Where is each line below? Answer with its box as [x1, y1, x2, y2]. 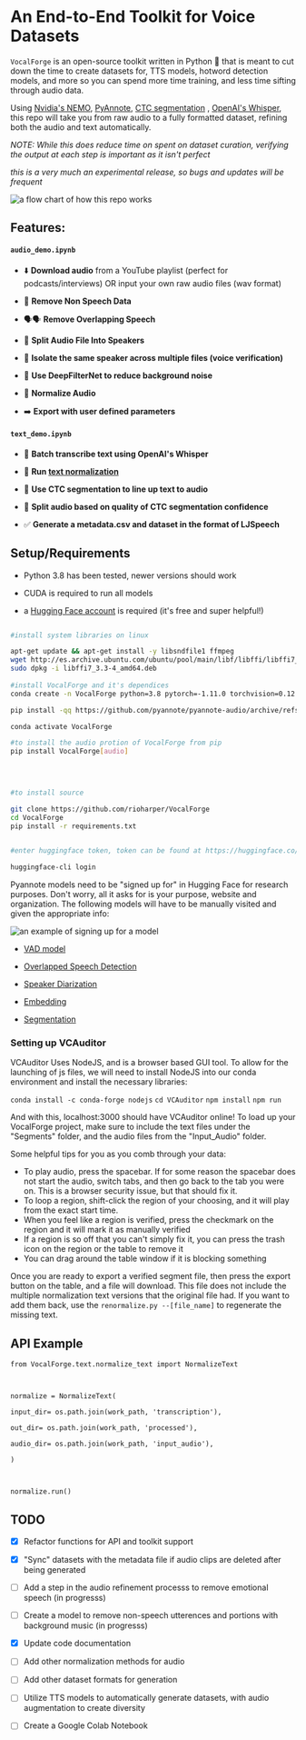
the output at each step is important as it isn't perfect [10, 148, 211, 160]
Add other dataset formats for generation [23, 1675, 178, 1685]
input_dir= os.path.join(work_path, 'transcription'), [10, 1407, 222, 1417]
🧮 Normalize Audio [23, 387, 96, 398]
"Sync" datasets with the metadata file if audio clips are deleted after [23, 1555, 281, 1565]
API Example [10, 1335, 84, 1351]
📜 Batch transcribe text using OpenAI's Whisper [23, 448, 209, 459]
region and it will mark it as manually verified [23, 1225, 192, 1235]
